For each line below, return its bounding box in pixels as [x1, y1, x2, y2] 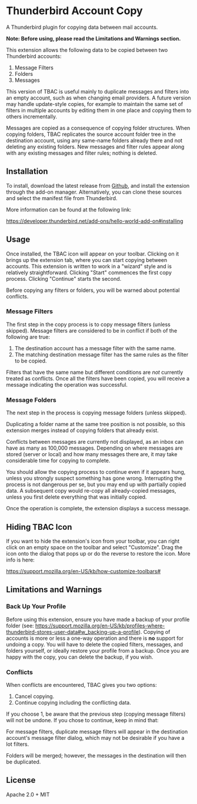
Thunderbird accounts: [6, 52, 62, 59]
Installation [6, 167, 48, 177]
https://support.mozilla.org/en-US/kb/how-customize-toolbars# [6, 567, 161, 574]
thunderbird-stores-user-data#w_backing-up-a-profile [6, 628, 139, 635]
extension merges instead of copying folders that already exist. [6, 427, 159, 434]
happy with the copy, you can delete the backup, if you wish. [6, 653, 153, 660]
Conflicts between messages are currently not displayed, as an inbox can [6, 438, 184, 446]
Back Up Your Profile [6, 602, 66, 610]
